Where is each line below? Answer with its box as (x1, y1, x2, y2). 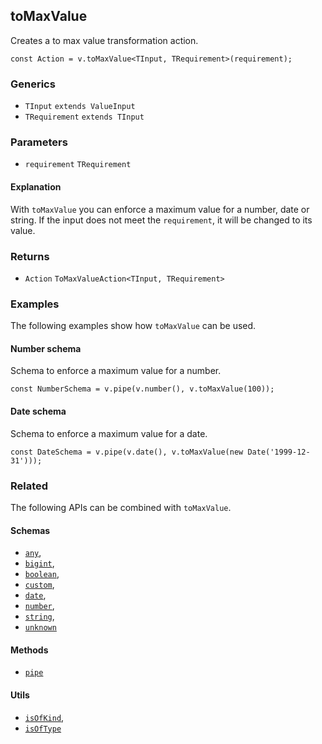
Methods (10, 644, 49, 656)
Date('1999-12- (247, 447, 311, 457)
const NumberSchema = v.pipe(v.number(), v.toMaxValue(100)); (10, 384, 275, 394)
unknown (24, 623, 57, 633)
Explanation (10, 181, 62, 193)
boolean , (24, 568, 60, 580)
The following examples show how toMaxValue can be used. (10, 320, 257, 332)
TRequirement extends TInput (24, 112, 145, 123)
